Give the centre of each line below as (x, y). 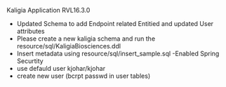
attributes (31, 31)
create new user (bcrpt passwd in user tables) (84, 76)
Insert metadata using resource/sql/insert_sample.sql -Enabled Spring (118, 53)
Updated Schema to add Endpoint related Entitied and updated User (115, 24)
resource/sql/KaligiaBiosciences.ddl (68, 46)
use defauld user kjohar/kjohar (61, 68)
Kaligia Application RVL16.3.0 (48, 10)
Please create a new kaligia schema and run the (86, 39)
